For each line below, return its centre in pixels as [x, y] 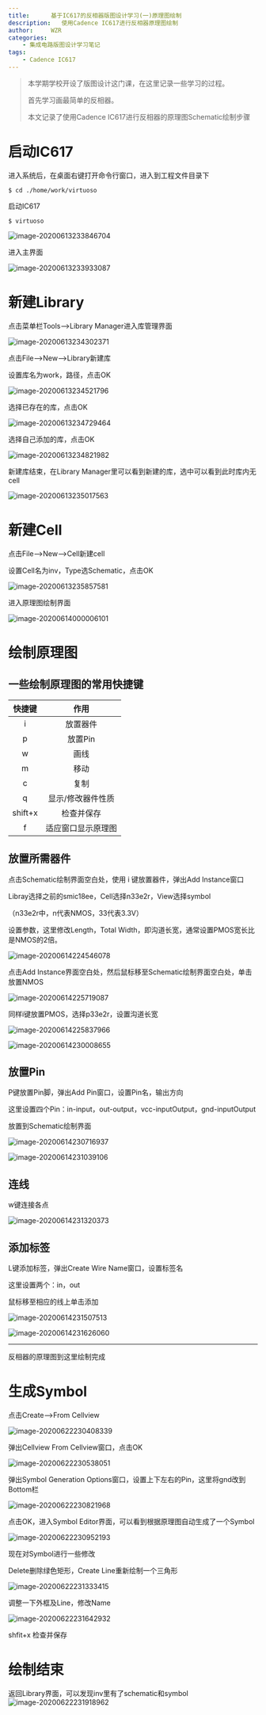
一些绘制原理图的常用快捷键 [76, 685]
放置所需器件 [40, 859]
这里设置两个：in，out [44, 1285]
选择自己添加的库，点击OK [51, 439]
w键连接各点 [28, 1205]
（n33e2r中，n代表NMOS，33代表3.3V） [76, 913]
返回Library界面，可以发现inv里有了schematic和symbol [98, 1693]
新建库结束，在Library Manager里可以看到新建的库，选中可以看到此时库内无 [132, 471]
